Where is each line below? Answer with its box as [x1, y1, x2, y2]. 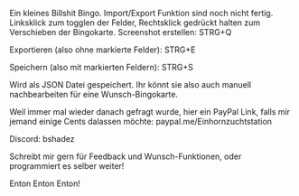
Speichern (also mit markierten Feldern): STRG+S [9, 62, 194, 72]
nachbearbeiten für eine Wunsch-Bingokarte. [9, 89, 179, 99]
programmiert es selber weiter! [9, 161, 125, 171]
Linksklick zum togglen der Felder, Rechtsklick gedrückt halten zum [9, 17, 261, 28]
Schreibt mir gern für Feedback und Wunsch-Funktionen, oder [9, 151, 242, 162]
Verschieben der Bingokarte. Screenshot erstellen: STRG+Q [9, 27, 232, 37]
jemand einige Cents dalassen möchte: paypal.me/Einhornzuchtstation [9, 117, 273, 126]
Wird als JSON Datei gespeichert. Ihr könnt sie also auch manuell [9, 79, 252, 89]
